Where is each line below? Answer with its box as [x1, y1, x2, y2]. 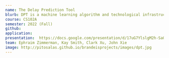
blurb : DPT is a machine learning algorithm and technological [5, 12, 141, 17]
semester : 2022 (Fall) [5, 21, 53, 27]
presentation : [5, 36, 35, 41]
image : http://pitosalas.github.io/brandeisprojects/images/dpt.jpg [5, 45, 152, 50]
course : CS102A [5, 17, 37, 22]
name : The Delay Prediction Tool [5, 7, 75, 13]
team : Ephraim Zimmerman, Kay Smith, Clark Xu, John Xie [5, 40, 127, 45]
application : [5, 31, 33, 36]
